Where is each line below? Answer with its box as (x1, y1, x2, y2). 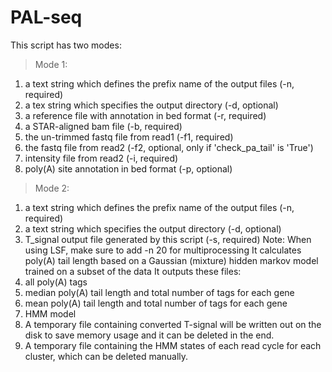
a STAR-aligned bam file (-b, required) (24, 120, 183, 132)
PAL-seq (10, 6, 83, 29)
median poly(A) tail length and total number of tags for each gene (24, 286, 295, 298)
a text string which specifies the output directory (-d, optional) (24, 222, 282, 235)
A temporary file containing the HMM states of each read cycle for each (24, 339, 322, 351)
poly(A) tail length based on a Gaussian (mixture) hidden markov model (24, 254, 319, 266)
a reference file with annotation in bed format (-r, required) (24, 109, 267, 121)
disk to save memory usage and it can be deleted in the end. (24, 329, 275, 341)
